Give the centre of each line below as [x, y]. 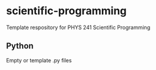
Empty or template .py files [39, 60]
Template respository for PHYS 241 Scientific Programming [78, 27]
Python [20, 46]
